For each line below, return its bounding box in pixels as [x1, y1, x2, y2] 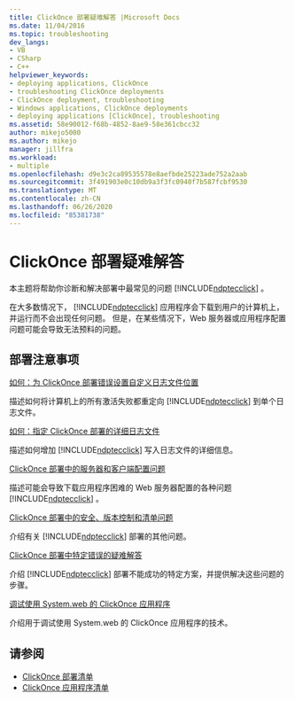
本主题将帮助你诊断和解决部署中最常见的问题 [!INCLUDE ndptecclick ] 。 [9, 283, 268, 293]
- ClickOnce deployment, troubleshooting [9, 95, 165, 105]
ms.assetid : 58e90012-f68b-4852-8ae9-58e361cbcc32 [9, 121, 200, 129]
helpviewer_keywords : [9, 71, 89, 80]
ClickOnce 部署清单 [21, 671, 94, 682]
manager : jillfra [9, 144, 74, 153]
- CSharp [9, 54, 42, 63]
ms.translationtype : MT [9, 186, 97, 195]
